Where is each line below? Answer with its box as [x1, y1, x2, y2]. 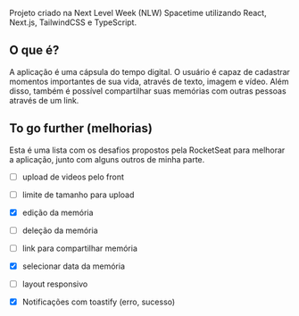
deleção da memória [21, 225, 98, 236]
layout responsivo [21, 279, 88, 289]
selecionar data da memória [21, 261, 126, 271]
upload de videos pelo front [21, 171, 125, 182]
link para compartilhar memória [21, 243, 138, 254]
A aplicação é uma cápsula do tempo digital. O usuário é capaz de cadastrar [9, 66, 290, 77]
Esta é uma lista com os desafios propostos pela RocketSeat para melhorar [9, 145, 286, 155]
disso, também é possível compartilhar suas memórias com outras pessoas [9, 85, 287, 96]
